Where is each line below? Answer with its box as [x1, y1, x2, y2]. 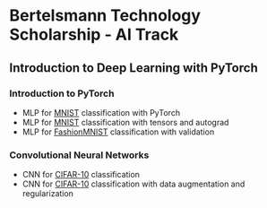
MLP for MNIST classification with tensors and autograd [22, 117, 229, 127]
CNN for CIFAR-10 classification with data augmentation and [22, 178, 245, 189]
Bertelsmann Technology [9, 5, 202, 26]
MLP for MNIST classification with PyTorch [22, 107, 181, 117]
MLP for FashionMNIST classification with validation [22, 126, 215, 137]
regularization [22, 188, 74, 199]
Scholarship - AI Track [9, 24, 179, 45]
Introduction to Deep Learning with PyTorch [9, 60, 258, 75]
